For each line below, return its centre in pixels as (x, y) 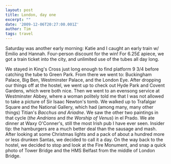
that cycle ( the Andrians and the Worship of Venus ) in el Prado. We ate (80, 118)
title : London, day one (31, 15)
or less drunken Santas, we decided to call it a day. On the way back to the (84, 139)
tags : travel (19, 34)
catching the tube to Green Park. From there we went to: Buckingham (79, 74)
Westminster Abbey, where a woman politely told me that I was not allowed (85, 96)
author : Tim (18, 29)
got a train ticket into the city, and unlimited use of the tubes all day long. (82, 59)
